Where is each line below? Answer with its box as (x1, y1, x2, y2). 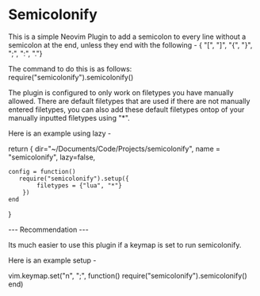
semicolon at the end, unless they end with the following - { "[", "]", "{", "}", (8, 40, 253, 49)
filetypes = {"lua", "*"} (36, 181, 123, 190)
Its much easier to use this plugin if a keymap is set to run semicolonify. (8, 240, 242, 249)
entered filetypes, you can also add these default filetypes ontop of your (8, 105, 245, 114)
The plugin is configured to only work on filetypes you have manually (8, 87, 234, 97)
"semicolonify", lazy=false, (8, 152, 96, 162)
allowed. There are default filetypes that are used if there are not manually (8, 96, 250, 106)
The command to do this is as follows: (8, 63, 132, 73)
